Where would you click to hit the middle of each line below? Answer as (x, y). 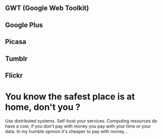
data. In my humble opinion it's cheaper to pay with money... (66, 131)
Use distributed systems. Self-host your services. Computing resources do (81, 121)
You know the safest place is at (70, 97)
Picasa (16, 42)
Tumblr (17, 59)
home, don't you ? (43, 107)
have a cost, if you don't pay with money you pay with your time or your (78, 126)
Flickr (14, 75)
